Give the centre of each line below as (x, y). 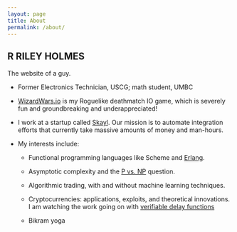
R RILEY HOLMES (46, 56)
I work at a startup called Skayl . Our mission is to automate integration (120, 123)
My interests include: (48, 144)
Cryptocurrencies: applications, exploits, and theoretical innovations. (129, 199)
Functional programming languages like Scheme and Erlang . (116, 158)
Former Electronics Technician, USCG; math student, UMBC (105, 87)
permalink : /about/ (36, 27)
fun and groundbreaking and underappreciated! (88, 109)
